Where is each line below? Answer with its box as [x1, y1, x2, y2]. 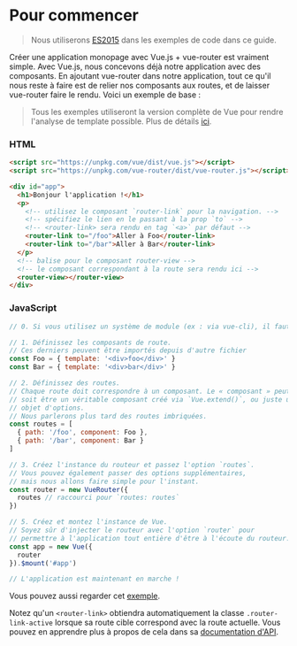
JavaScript [9, 302, 57, 314]
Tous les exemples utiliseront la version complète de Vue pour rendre [30, 106, 284, 117]
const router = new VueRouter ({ [9, 485, 128, 494]
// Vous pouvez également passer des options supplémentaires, [9, 468, 247, 478]
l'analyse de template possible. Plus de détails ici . [30, 116, 212, 127]
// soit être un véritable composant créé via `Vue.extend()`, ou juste [9, 395, 283, 404]
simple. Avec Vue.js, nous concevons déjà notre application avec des [9, 61, 261, 72]
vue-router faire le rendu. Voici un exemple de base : [9, 89, 202, 100]
